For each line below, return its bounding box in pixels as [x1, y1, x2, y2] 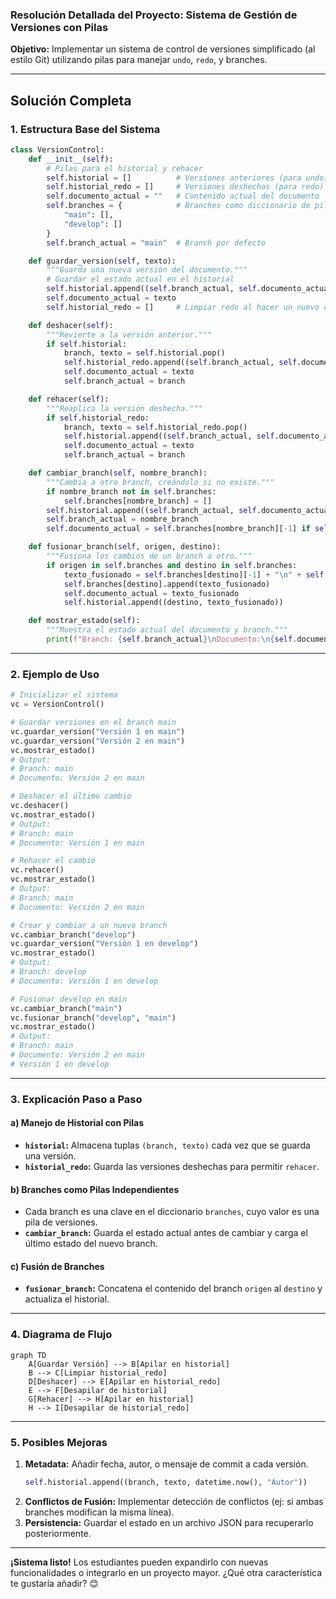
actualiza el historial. [24, 1293, 110, 1305]
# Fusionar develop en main [10, 994, 128, 1004]
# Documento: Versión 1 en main [10, 838, 145, 848]
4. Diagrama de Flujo [10, 1328, 113, 1342]
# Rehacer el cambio [10, 856, 97, 866]
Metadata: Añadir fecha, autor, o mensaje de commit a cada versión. [24, 1458, 309, 1470]
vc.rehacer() [10, 865, 65, 875]
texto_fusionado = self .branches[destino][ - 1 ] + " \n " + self [63, 569, 325, 580]
